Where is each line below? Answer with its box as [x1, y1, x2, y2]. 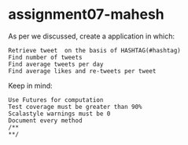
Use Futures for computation [8, 96, 104, 103]
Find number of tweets [8, 53, 83, 61]
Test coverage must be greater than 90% [8, 103, 143, 111]
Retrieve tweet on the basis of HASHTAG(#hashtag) [8, 46, 181, 54]
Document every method [8, 116, 83, 125]
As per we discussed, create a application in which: [8, 31, 175, 41]
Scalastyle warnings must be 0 [8, 110, 111, 118]
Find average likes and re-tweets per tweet [8, 67, 157, 75]
